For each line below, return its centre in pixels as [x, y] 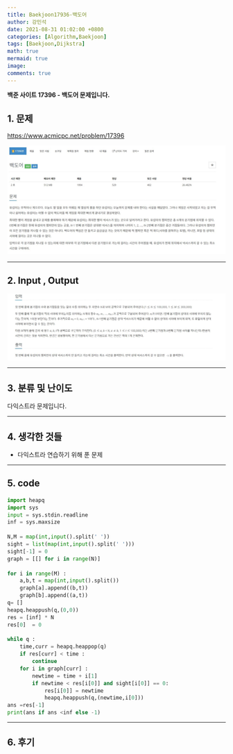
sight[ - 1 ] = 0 [28, 551]
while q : [21, 639]
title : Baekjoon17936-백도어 [47, 15]
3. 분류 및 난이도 [40, 388]
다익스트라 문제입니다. [37, 406]
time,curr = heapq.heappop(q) [63, 647]
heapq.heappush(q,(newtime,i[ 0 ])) [94, 698]
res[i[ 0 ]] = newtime [74, 691]
